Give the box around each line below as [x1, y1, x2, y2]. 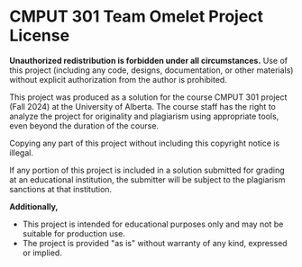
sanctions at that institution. [9, 183, 113, 194]
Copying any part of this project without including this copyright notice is [9, 138, 280, 148]
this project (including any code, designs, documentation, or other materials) [9, 65, 294, 76]
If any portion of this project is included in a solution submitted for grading [9, 165, 286, 175]
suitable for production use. [22, 227, 126, 239]
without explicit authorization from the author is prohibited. [9, 74, 227, 85]
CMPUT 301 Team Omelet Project [9, 6, 264, 27]
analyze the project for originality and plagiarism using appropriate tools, [9, 111, 279, 121]
